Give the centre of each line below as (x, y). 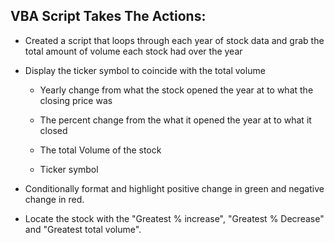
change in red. (54, 199)
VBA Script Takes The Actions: (108, 16)
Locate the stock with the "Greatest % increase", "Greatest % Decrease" (174, 218)
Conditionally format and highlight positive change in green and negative (174, 188)
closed (53, 130)
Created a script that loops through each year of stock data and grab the (174, 40)
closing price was (76, 100)
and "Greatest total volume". (83, 229)
